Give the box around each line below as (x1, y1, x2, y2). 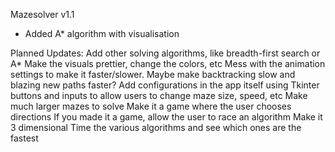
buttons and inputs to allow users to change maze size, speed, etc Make (10, 90, 308, 101)
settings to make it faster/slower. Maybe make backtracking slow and (10, 69, 296, 80)
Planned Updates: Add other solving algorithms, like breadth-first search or (10, 47, 321, 59)
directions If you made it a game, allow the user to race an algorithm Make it (10, 111, 323, 123)
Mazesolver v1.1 (10, 9, 75, 20)
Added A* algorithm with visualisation (24, 28, 180, 39)
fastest (10, 132, 39, 144)
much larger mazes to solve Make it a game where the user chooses (10, 100, 292, 112)
